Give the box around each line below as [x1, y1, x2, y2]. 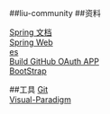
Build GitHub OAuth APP [9, 57, 99, 66]
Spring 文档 [9, 27, 52, 38]
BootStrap [9, 66, 47, 76]
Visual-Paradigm [9, 94, 72, 105]
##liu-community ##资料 [9, 8, 101, 18]
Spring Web [9, 37, 53, 48]
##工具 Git [9, 84, 49, 94]
